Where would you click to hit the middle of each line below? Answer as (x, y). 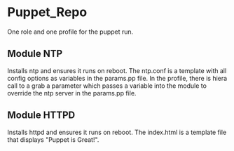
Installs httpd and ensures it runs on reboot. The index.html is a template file (117, 132)
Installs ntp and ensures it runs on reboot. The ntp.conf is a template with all (117, 70)
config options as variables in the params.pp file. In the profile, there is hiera (117, 78)
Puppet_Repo (47, 12)
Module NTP (35, 54)
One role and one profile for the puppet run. (70, 32)
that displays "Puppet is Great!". (53, 139)
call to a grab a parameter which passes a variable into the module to (107, 86)
